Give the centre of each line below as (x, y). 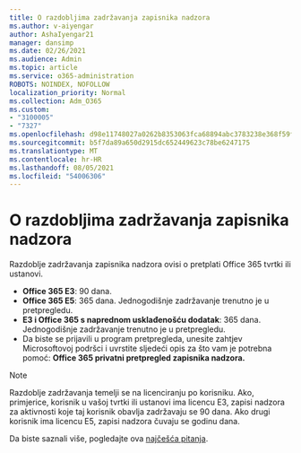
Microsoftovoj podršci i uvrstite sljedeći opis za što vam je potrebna (147, 348)
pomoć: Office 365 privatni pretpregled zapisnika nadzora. (133, 358)
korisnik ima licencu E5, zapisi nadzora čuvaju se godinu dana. (125, 422)
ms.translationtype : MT (54, 151)
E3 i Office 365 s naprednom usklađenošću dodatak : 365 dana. (142, 320)
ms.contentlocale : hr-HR (56, 159)
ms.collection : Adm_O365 (56, 101)
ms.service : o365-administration (72, 76)
